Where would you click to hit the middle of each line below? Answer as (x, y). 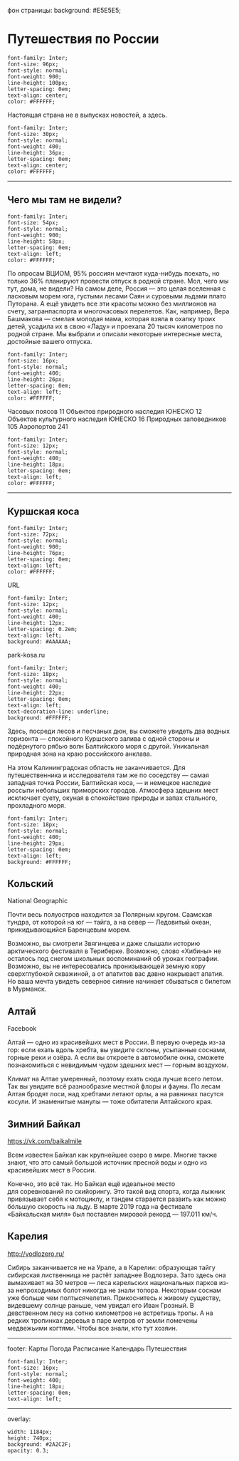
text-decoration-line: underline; (59, 712)
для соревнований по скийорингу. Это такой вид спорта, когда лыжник (116, 1191)
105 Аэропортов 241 (38, 426)
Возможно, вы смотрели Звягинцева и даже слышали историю (104, 944)
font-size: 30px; (33, 134)
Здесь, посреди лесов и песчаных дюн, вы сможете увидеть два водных (118, 731)
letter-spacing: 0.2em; (43, 629)
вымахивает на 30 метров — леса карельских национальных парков (113, 1282)
